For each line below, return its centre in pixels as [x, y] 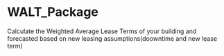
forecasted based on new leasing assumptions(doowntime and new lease [112, 38]
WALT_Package [53, 12]
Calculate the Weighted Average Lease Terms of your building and [102, 31]
